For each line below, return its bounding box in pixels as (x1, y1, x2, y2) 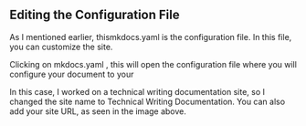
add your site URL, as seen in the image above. (9, 105, 187, 117)
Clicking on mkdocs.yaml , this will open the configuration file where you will (9, 58, 297, 69)
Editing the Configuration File (9, 7, 180, 23)
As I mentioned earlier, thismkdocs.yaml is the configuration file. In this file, (9, 31, 292, 42)
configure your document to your (9, 68, 134, 79)
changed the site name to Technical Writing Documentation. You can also (9, 96, 286, 107)
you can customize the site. (9, 41, 113, 52)
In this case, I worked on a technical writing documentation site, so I (9, 86, 266, 97)
